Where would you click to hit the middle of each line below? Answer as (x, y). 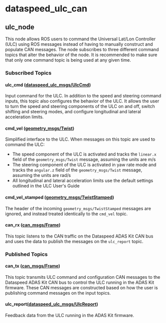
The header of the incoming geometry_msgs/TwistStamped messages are (78, 208)
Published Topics (27, 254)
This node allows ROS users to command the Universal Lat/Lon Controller (81, 39)
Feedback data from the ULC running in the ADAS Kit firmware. (70, 316)
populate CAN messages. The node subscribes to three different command (82, 49)
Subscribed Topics (28, 73)
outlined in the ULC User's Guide (46, 186)
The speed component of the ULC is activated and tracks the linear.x (84, 154)
